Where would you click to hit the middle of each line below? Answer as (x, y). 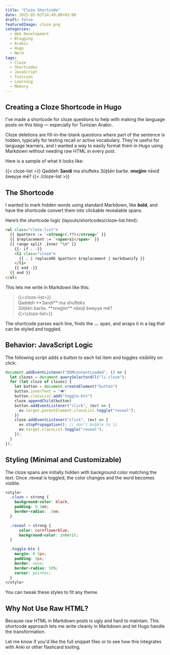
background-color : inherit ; (49, 535)
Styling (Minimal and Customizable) (63, 460)
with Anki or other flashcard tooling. (43, 647)
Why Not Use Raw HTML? (47, 608)
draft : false (19, 19)
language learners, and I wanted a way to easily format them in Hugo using (84, 146)
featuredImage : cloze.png (33, 24)
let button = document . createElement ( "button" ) (66, 387)
